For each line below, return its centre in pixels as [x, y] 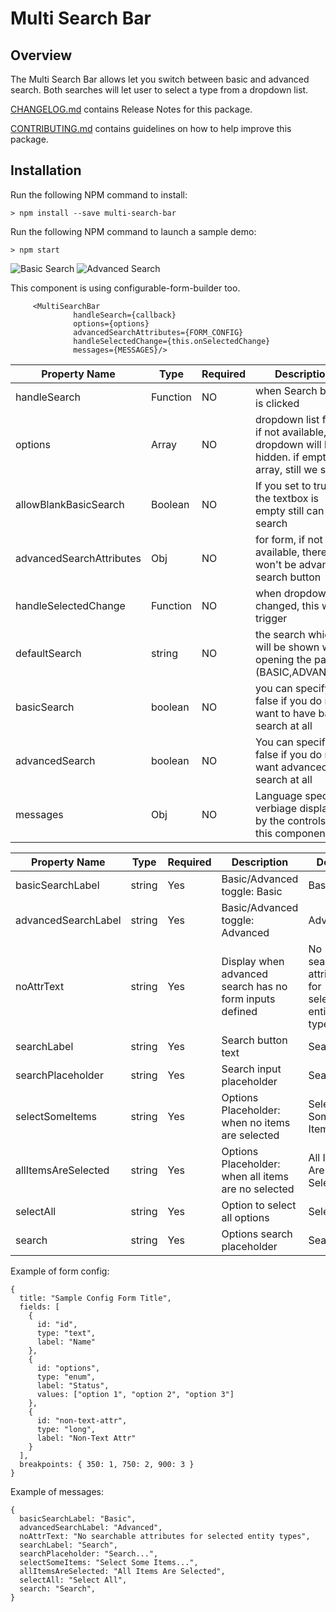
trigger [271, 618]
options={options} [111, 323]
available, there [291, 552]
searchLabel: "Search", [68, 1545]
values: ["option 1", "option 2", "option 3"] [135, 1394]
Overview [41, 55]
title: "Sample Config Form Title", [95, 1298]
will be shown [287, 647]
